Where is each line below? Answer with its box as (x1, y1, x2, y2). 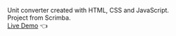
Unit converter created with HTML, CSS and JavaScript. (7, 6, 170, 14)
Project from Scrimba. (7, 13, 71, 22)
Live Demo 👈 (7, 21, 48, 30)
